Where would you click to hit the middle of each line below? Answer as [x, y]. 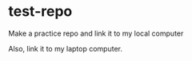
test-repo [40, 11]
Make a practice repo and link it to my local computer [96, 33]
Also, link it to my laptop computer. [65, 48]
